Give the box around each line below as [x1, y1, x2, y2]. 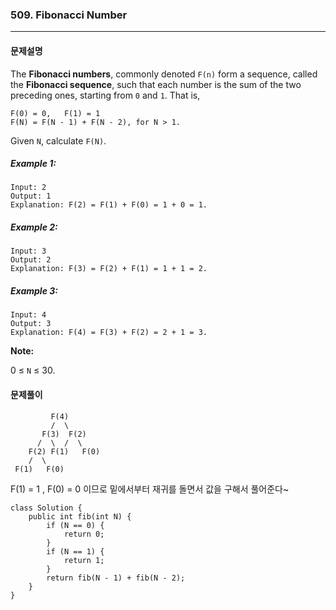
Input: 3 [10, 246, 47, 257]
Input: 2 [10, 183, 47, 193]
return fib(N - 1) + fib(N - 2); [46, 573, 186, 583]
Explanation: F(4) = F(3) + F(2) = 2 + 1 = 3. [10, 328, 208, 338]
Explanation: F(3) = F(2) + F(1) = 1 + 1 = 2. [10, 264, 208, 274]
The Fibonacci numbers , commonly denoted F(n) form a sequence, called [10, 68, 318, 80]
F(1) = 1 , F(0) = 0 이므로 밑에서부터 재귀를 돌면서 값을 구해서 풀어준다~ [10, 483, 290, 495]
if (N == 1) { [46, 546, 105, 557]
